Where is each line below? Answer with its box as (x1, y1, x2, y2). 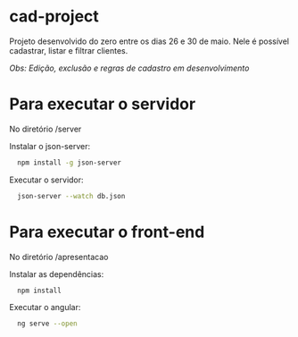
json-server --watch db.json (17, 191, 126, 200)
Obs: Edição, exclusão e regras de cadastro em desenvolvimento (9, 63, 250, 73)
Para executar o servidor (9, 94, 196, 114)
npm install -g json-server (17, 158, 122, 167)
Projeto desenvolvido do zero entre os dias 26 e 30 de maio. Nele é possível (9, 36, 290, 46)
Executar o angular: (9, 302, 81, 313)
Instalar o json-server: (9, 140, 91, 151)
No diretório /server (9, 123, 82, 134)
